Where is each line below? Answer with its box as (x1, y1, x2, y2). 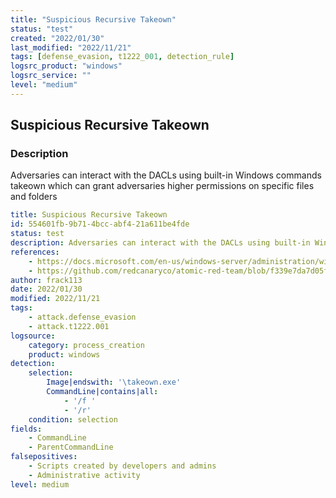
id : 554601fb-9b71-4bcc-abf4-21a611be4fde (10, 219, 190, 230)
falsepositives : (10, 452, 78, 462)
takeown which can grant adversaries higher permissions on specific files (10, 180, 315, 192)
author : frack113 (10, 275, 83, 285)
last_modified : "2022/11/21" (10, 42, 132, 53)
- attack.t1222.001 (28, 321, 110, 331)
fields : (10, 424, 43, 434)
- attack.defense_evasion (28, 312, 137, 323)
